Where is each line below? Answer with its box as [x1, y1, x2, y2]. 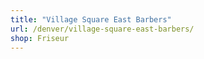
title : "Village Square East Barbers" [10, 14, 172, 25]
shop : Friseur [10, 33, 70, 43]
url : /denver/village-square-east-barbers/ [10, 24, 195, 34]
